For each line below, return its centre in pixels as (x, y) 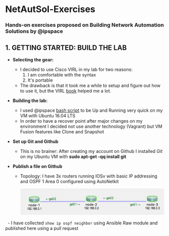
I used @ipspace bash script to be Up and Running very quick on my (91, 110)
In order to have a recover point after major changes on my (81, 121)
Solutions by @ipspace (34, 31)
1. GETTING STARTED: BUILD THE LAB (66, 48)
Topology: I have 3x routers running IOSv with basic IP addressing (89, 176)
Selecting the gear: (33, 59)
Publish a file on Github (37, 166)
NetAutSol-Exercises (50, 9)
